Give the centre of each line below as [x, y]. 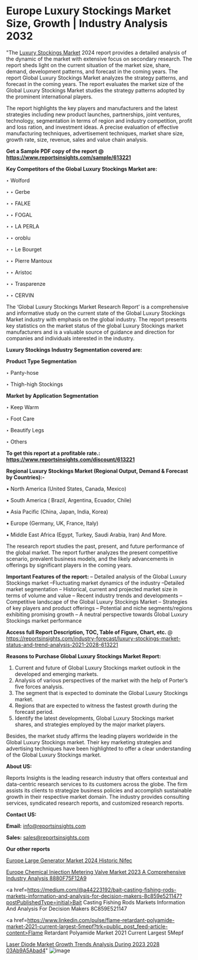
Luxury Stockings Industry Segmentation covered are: [74, 350]
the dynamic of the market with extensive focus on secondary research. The [99, 59]
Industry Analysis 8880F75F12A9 [46, 878]
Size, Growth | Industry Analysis [87, 23]
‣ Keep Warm [23, 407]
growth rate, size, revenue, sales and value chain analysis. [77, 139]
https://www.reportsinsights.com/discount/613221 [70, 459]
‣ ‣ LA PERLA [23, 226]
